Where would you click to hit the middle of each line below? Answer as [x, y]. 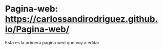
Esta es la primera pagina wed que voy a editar [52, 42]
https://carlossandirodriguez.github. [81, 19]
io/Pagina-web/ [37, 29]
